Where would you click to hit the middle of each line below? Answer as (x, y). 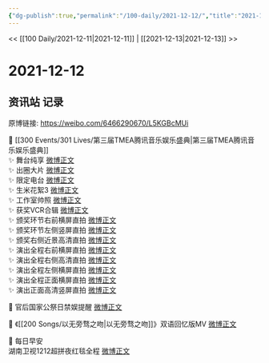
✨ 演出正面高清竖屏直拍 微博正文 (62, 289)
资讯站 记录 (36, 102)
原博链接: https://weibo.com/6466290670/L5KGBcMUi (98, 123)
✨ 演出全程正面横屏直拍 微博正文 (62, 280)
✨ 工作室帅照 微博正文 (45, 200)
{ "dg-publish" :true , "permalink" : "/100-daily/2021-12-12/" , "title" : (123, 16)
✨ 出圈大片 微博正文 (41, 170)
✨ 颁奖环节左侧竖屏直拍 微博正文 (62, 229)
